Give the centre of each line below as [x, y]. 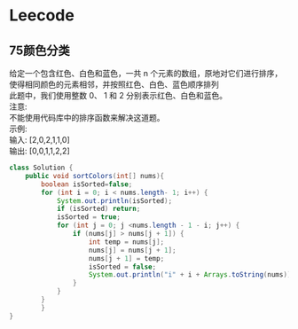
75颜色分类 [40, 50]
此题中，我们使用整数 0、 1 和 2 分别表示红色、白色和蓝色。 [118, 95]
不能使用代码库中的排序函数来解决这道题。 [87, 117]
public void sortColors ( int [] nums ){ [95, 176]
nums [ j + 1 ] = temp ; [126, 258]
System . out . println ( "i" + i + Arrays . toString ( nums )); [192, 275]
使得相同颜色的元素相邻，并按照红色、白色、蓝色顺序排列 [114, 84]
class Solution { [41, 168]
